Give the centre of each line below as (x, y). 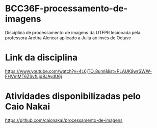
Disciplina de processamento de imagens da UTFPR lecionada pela (73, 32)
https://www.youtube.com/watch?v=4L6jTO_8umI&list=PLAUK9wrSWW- (78, 71)
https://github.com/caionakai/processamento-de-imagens (64, 120)
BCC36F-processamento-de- (66, 9)
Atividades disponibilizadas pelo (73, 96)
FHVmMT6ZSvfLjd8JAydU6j (34, 76)
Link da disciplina (41, 58)
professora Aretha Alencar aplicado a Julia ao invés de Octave (68, 38)
